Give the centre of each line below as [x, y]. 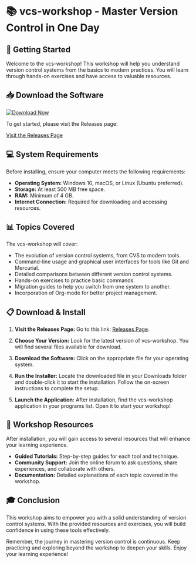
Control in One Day [53, 28]
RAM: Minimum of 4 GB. [44, 195]
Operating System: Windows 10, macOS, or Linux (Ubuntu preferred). [99, 183]
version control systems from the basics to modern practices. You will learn [97, 70]
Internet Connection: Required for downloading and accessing [91, 202]
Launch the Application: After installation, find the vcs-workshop [94, 400]
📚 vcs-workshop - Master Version [92, 11]
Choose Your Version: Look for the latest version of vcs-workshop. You [102, 341]
